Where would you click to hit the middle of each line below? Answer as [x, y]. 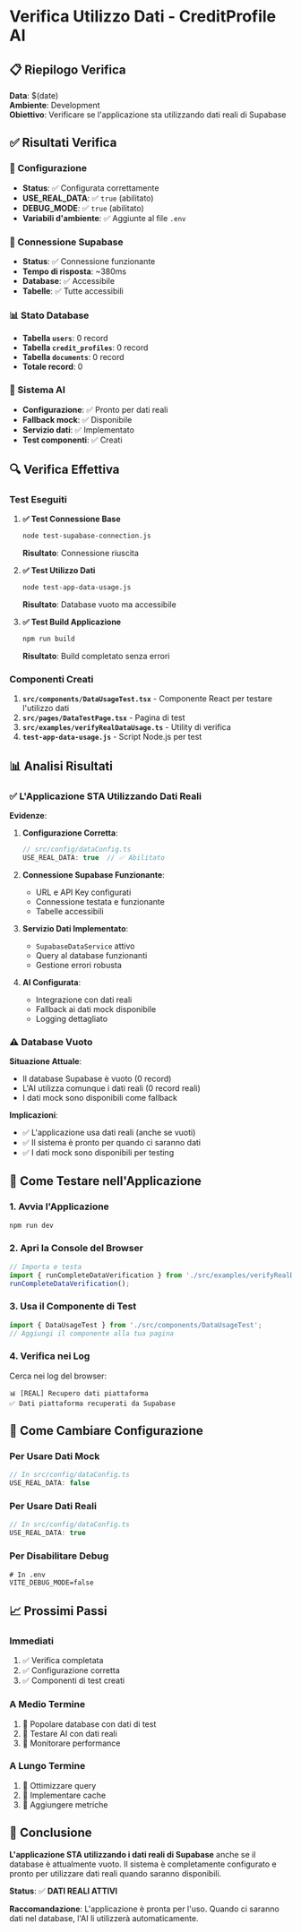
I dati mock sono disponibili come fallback [99, 1097]
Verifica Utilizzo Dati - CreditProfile [143, 17]
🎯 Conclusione [51, 1833]
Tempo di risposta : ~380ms [74, 271]
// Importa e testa [46, 1267]
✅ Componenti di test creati [73, 1680]
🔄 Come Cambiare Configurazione [107, 1431]
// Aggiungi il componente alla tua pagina [92, 1333]
